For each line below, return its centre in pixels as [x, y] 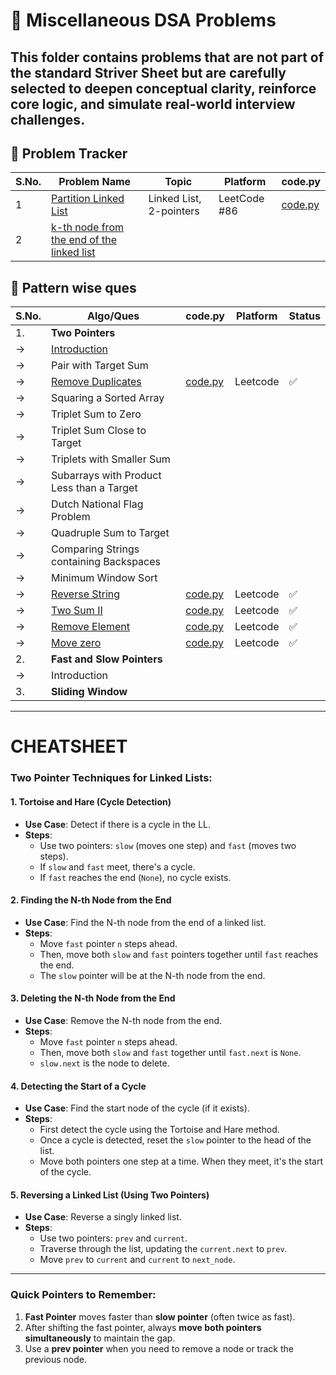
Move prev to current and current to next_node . [137, 1260]
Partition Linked [88, 199]
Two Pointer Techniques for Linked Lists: [111, 778]
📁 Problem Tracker [69, 153]
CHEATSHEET [69, 746]
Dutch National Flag [97, 504]
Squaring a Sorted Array [108, 398]
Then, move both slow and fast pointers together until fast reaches [179, 954]
